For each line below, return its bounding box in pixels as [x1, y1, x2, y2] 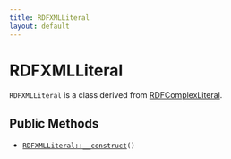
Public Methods [9, 116, 99, 131]
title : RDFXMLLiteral [9, 13, 90, 22]
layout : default [9, 22, 70, 31]
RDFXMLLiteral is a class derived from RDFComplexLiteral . [9, 90, 223, 101]
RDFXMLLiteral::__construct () [21, 141, 136, 151]
